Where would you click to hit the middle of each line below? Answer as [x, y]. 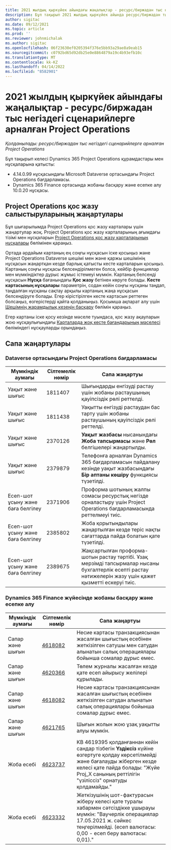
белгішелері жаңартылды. [114, 448]
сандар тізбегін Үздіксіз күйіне [115, 749]
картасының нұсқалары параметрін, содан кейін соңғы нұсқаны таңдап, [85, 285]
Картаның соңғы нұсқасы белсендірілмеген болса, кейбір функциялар [82, 269]
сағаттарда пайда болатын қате [121, 536]
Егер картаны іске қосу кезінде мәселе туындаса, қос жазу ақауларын [82, 317]
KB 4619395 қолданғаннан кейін [118, 742]
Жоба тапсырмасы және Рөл [119, 441]
